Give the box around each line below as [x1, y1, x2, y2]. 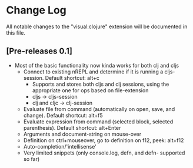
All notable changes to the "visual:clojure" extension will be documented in [6, 23, 188, 30]
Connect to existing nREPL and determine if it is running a [23, 68, 164, 75]
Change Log [6, 4, 66, 17]
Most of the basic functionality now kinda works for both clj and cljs [14, 62, 179, 69]
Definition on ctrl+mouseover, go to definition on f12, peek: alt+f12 [23, 136, 184, 144]
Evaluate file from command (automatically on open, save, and [23, 105, 175, 112]
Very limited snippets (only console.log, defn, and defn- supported [23, 149, 185, 156]
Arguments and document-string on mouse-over [23, 130, 142, 137]
